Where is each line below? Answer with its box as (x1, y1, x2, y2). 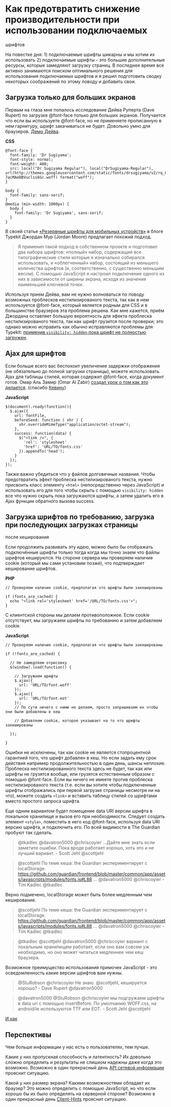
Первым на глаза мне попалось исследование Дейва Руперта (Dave (5, 106, 155, 112)
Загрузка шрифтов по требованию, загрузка (5, 513, 154, 521)
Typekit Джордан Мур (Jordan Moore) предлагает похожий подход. (5, 234, 152, 240)
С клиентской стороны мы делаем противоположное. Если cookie (5, 612, 150, 618)
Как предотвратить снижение (5, 3, 140, 15)
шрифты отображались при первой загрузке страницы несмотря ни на (5, 787, 160, 793)
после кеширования (5, 534, 49, 540)
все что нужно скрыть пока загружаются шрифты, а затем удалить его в (5, 492, 164, 499)
